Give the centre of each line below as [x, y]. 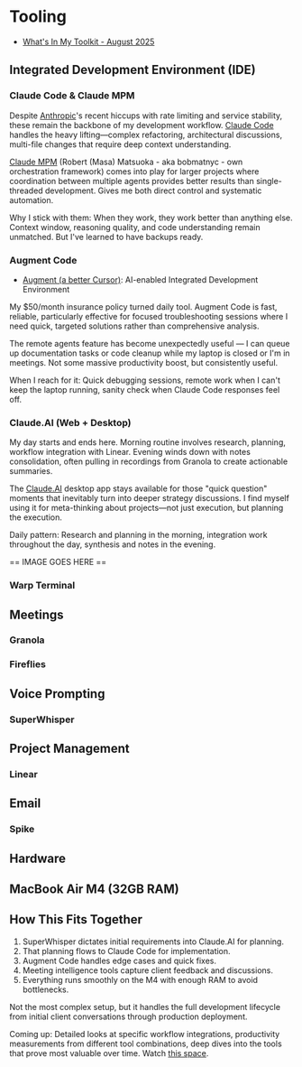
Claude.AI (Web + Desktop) [71, 422]
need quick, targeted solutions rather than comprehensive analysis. [134, 326]
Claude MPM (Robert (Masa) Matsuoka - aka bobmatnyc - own [126, 162]
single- [269, 181]
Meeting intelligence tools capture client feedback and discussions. [147, 970]
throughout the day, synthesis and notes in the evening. [113, 544]
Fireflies [28, 664]
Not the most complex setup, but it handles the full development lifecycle [145, 1007]
